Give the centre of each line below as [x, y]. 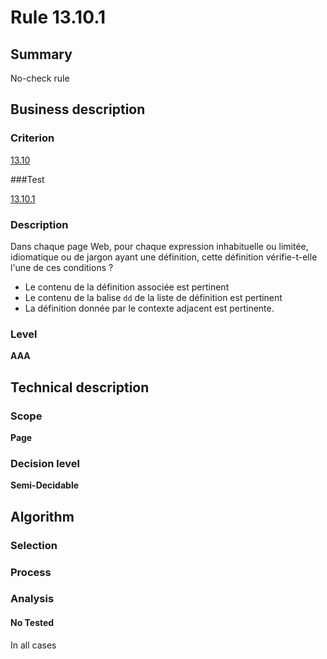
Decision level [45, 463]
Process [31, 572]
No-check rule [40, 78]
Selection [34, 545]
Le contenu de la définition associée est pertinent [127, 287]
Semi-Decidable [45, 485]
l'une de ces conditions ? [62, 267]
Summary [41, 54]
